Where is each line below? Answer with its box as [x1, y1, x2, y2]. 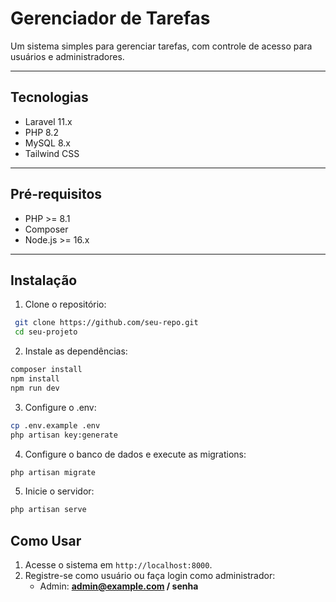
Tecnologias [10, 89, 89, 106]
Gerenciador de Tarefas [10, 7, 211, 30]
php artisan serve [10, 505, 87, 515]
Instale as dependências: [24, 345, 128, 357]
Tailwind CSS [24, 147, 80, 159]
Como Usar [10, 532, 82, 549]
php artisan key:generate [10, 430, 118, 440]
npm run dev [10, 383, 60, 393]
